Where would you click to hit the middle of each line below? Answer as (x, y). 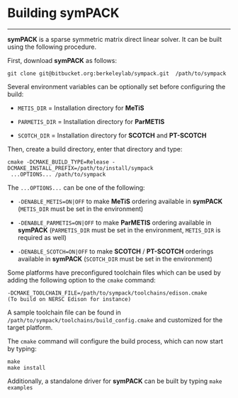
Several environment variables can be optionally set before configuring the (117, 86)
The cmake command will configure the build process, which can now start (115, 341)
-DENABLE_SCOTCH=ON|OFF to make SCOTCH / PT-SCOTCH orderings (115, 251)
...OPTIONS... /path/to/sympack (58, 174)
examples (20, 387)
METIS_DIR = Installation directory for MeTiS (81, 108)
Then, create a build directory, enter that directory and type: (95, 149)
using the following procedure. (52, 47)
